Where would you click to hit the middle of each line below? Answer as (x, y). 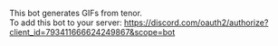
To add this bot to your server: (66, 23)
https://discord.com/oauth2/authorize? (196, 23)
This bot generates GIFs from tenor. (76, 13)
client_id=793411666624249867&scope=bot (92, 32)
